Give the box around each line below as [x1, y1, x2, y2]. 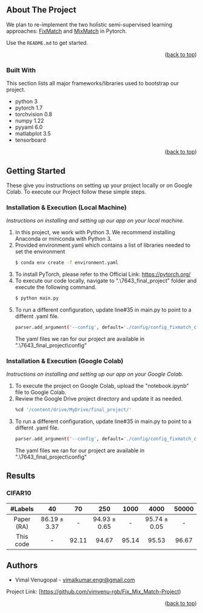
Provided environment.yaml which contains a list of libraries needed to [14, 241, 191, 249]
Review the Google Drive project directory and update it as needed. [14, 395, 183, 402]
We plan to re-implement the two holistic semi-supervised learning [6, 21, 173, 28]
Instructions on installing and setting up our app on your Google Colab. [6, 370, 184, 378]
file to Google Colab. [14, 388, 66, 396]
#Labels [10, 505, 34, 513]
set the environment [14, 248, 65, 255]
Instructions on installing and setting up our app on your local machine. [6, 217, 184, 225]
